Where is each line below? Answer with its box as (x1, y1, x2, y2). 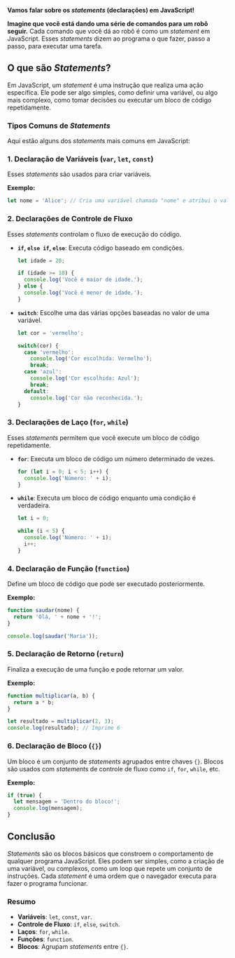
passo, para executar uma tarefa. (7, 42, 103, 50)
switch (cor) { (17, 342, 59, 350)
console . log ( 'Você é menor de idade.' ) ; (24, 289, 143, 297)
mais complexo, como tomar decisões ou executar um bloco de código (7, 95, 212, 104)
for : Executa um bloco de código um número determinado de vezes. (17, 454, 215, 463)
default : (24, 387, 50, 395)
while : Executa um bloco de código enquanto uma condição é (17, 494, 196, 503)
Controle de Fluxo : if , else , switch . (17, 920, 120, 929)
